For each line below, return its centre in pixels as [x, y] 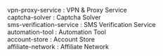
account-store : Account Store [51, 39]
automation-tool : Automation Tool [57, 32]
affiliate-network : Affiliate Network [58, 47]
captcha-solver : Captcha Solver [54, 17]
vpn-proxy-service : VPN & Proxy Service [67, 10]
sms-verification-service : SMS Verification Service [81, 25]
